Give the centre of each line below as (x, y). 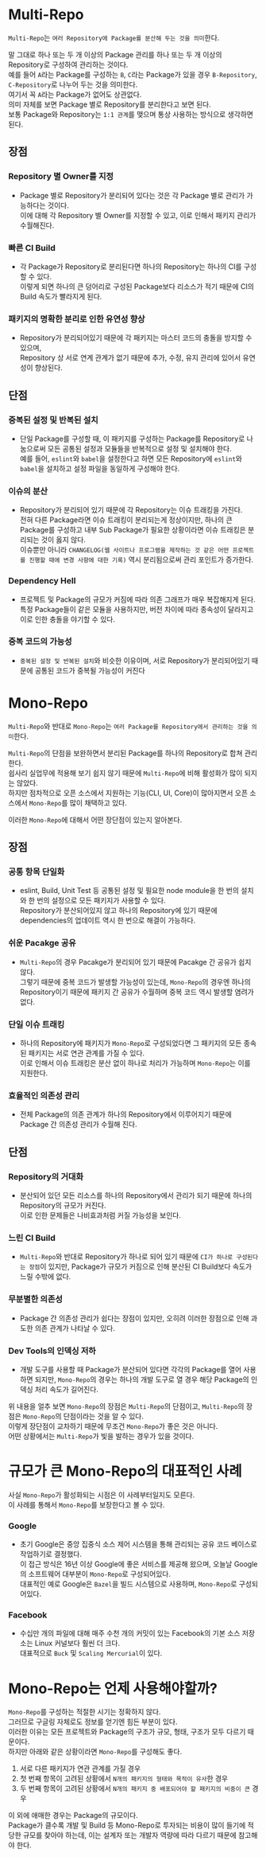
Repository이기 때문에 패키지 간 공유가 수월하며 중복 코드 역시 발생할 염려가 (137, 992)
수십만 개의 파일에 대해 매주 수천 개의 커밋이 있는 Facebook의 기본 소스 (130, 1633)
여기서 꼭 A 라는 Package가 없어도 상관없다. (75, 94)
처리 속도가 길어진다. (67, 1389)
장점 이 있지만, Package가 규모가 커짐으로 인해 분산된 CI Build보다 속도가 (141, 1266)
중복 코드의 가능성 (40, 642)
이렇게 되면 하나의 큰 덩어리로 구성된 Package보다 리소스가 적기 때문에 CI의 (137, 286)
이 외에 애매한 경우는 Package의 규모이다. (73, 1816)
